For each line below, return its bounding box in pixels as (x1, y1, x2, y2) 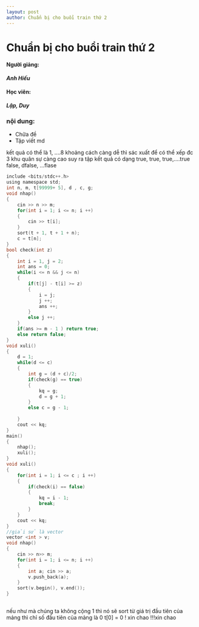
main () (6, 433, 23, 439)
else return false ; (17, 331, 67, 337)
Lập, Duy (6, 102, 30, 109)
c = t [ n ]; (17, 236, 42, 242)
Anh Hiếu (6, 74, 30, 82)
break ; (38, 501, 56, 507)
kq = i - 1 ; (38, 495, 69, 501)
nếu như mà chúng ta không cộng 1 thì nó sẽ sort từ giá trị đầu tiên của (6, 607, 183, 614)
